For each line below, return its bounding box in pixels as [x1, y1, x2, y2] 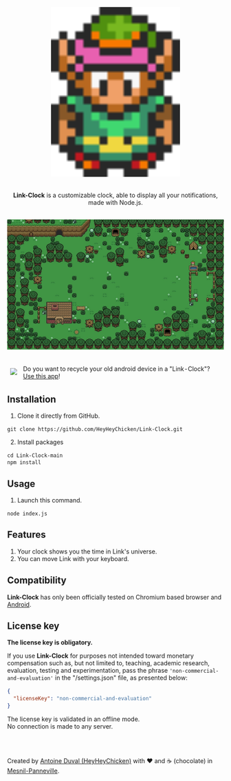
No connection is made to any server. [7, 722, 113, 731]
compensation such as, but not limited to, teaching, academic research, [7, 659, 210, 667]
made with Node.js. [88, 198, 143, 206]
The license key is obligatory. [7, 638, 93, 647]
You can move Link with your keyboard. [16, 554, 129, 562]
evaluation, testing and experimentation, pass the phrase [7, 667, 168, 675]
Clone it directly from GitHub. [16, 412, 100, 420]
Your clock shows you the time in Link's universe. [16, 547, 157, 556]
